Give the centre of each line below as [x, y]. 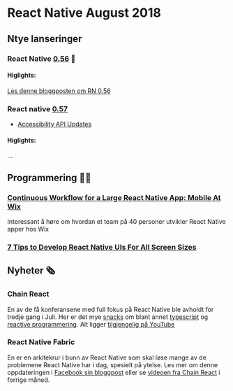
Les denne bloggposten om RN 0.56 [59, 91]
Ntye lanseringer [45, 39]
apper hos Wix [28, 229]
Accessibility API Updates [54, 124]
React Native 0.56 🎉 [42, 59]
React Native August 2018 [84, 13]
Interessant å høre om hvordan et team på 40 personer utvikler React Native [116, 221]
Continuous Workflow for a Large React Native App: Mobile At [114, 197]
